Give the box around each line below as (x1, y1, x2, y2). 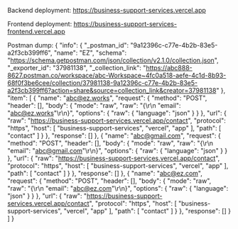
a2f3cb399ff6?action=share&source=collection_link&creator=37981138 (7, 86, 217, 94)
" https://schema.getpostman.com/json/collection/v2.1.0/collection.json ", (7, 56, 219, 65)
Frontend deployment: (7, 20, 72, 28)
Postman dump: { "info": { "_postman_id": (7, 41, 129, 49)
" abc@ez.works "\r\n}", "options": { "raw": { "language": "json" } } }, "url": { (7, 109, 227, 117)
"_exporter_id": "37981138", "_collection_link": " (7, 64, 146, 72)
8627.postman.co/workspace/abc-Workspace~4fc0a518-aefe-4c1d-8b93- (7, 71, 227, 79)
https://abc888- (145, 64, 193, 72)
